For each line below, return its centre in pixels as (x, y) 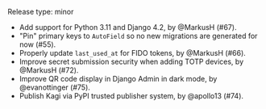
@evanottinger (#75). (54, 87)
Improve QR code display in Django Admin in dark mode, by (118, 79)
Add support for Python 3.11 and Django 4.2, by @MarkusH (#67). (128, 27)
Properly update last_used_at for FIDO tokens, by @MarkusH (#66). (133, 53)
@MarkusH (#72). (49, 70)
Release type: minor (41, 12)
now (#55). (37, 44)
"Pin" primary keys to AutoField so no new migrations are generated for (138, 36)
